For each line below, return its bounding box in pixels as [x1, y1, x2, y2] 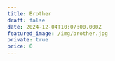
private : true [7, 36, 49, 43]
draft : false [7, 17, 46, 24]
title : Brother [7, 10, 52, 18]
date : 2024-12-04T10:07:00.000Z [7, 23, 102, 30]
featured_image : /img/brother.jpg [7, 29, 109, 37]
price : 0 [7, 43, 33, 50]
